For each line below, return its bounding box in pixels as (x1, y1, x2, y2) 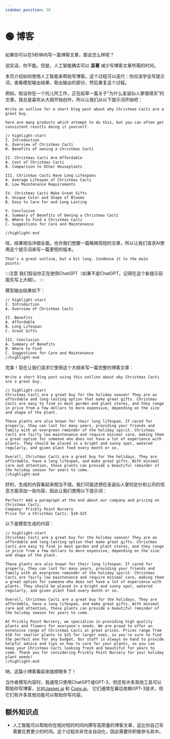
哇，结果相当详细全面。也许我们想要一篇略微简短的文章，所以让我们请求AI (5, 240, 160, 246)
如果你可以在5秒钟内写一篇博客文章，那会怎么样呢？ (5, 52, 115, 58)
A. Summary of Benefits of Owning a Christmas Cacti (5, 213, 119, 218)
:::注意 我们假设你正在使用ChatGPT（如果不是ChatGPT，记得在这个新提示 (5, 270, 159, 276)
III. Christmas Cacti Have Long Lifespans (5, 173, 96, 178)
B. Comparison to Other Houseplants (5, 164, 82, 169)
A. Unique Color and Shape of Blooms (5, 195, 85, 200)
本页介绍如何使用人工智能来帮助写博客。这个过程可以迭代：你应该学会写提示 (5, 73, 165, 79)
